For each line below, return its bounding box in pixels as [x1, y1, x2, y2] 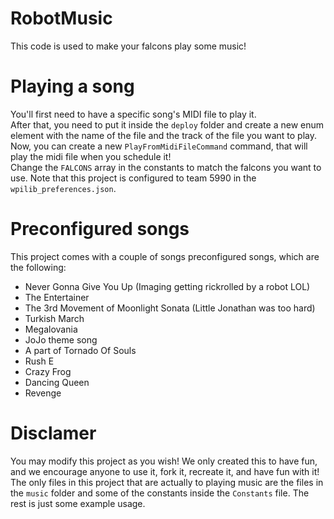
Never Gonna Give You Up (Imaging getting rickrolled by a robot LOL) [24, 280, 311, 292]
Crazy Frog [24, 365, 72, 377]
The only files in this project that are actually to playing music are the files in [10, 476, 324, 488]
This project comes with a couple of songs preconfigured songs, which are [10, 250, 320, 262]
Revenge [24, 387, 62, 399]
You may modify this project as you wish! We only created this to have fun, [10, 455, 318, 467]
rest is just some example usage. [10, 497, 146, 509]
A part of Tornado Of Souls [24, 344, 137, 356]
